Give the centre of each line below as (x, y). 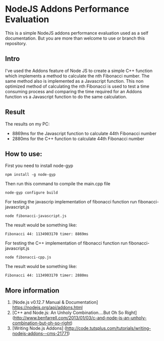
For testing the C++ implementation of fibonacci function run (66, 243)
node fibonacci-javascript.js (36, 216)
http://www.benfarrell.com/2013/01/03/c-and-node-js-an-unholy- (80, 318)
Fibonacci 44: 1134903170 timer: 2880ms (47, 275)
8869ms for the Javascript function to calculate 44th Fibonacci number (84, 133)
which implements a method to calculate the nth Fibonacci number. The (77, 76)
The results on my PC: (27, 124)
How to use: (24, 154)
